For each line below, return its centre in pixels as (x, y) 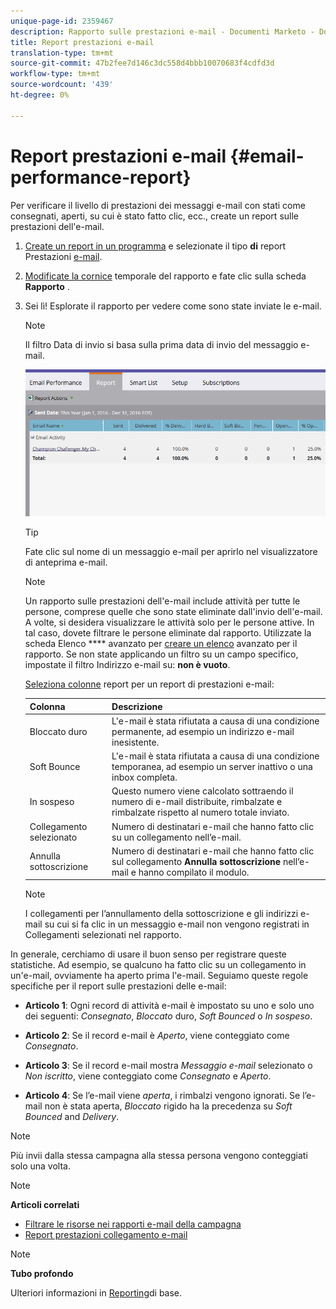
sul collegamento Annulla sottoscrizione (196, 861)
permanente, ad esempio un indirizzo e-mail (203, 731)
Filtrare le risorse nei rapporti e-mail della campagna (133, 1224)
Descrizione (137, 706)
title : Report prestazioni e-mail (82, 42)
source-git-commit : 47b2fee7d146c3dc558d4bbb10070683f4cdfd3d (142, 63)
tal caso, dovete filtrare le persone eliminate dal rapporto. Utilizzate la (168, 633)
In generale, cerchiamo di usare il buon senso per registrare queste (148, 954)
